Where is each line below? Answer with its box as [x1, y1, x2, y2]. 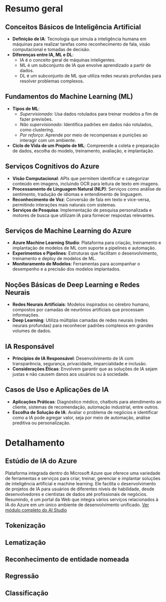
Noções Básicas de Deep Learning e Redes [5, 280, 140, 289]
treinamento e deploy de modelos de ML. [12, 256, 97, 262]
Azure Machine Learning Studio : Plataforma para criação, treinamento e [12, 240, 162, 246]
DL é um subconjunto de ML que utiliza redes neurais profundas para [19, 73, 162, 78]
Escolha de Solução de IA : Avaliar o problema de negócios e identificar [12, 409, 159, 415]
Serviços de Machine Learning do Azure [5, 227, 132, 235]
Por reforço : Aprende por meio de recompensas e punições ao [19, 132, 148, 138]
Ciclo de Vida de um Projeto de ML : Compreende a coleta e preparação [12, 142, 160, 148]
